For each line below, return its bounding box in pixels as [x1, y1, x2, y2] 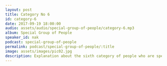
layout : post [5, 7, 32, 12]
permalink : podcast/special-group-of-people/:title [5, 44, 114, 49]
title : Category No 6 [5, 12, 50, 17]
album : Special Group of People [5, 30, 72, 35]
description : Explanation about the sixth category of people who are [5, 53, 155, 59]
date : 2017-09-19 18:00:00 [5, 21, 61, 26]
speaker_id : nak [5, 35, 39, 40]
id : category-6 [5, 16, 37, 21]
